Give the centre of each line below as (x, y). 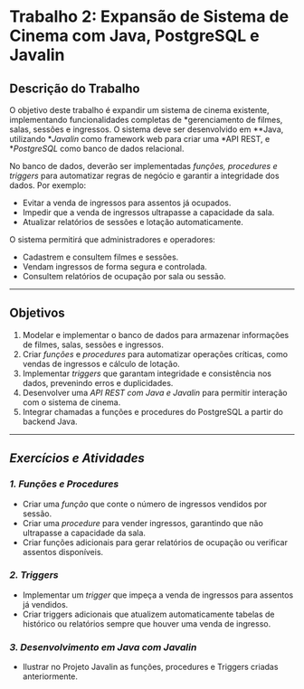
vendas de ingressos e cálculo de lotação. (101, 363)
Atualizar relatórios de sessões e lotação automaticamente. (133, 222)
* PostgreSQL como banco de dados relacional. (97, 148)
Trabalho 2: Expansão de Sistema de (149, 17)
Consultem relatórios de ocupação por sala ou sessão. (124, 276)
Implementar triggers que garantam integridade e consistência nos (147, 373)
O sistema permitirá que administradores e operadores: (112, 240)
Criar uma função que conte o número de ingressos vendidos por (145, 504)
